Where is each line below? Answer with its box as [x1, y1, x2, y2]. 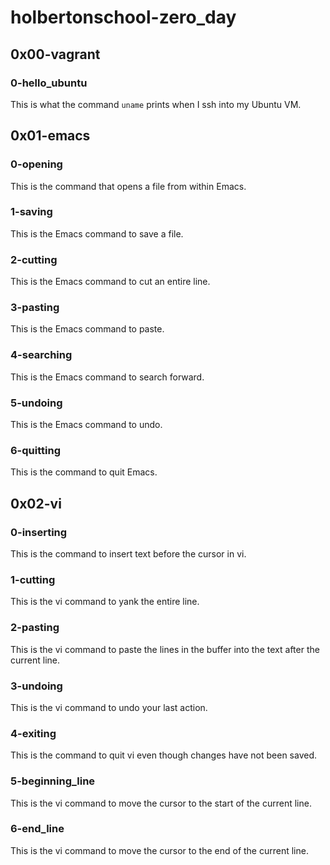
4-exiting [10, 726, 57, 740]
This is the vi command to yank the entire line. [10, 596, 200, 608]
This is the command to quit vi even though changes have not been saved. [10, 749, 317, 761]
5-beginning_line [10, 774, 96, 788]
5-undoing [10, 396, 63, 410]
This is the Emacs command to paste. [10, 323, 165, 335]
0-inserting [10, 525, 68, 539]
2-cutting [10, 252, 58, 266]
